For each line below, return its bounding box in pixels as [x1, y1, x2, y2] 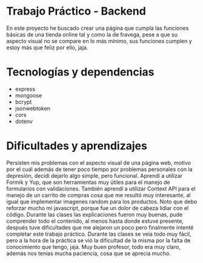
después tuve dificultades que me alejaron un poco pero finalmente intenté [6, 223, 194, 231]
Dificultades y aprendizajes [6, 139, 147, 153]
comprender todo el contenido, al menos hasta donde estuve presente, [6, 217, 184, 225]
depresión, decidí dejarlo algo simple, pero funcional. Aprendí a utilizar [6, 172, 183, 179]
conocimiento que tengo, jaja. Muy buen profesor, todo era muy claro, [6, 243, 181, 250]
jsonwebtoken [15, 105, 50, 112]
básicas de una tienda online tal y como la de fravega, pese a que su [6, 30, 178, 38]
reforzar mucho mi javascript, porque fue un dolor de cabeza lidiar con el [6, 204, 189, 211]
